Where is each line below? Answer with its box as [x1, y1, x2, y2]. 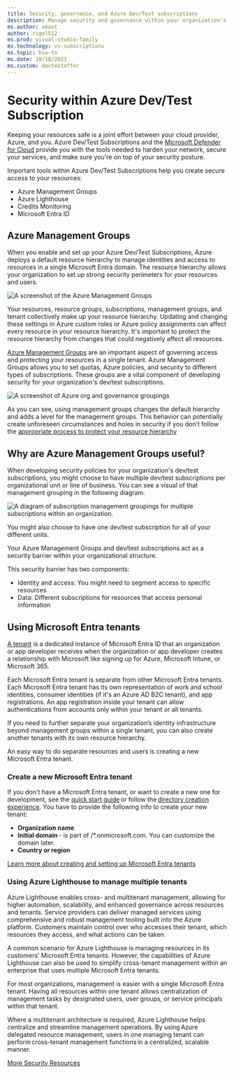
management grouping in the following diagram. [7, 489, 145, 497]
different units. [7, 531, 50, 539]
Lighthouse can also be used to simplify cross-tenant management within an [7, 959, 228, 967]
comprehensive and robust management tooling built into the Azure [7, 915, 202, 924]
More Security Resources [7, 1059, 80, 1067]
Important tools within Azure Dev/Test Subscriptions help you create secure [7, 166, 225, 175]
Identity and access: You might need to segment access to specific [17, 578, 211, 587]
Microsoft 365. [7, 662, 50, 670]
